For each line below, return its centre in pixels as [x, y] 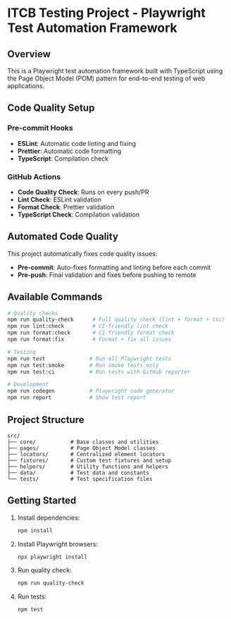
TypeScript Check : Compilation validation [79, 214]
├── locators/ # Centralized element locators [86, 454]
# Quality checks [33, 313]
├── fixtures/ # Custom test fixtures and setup [89, 460]
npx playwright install [52, 557]
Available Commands [55, 297]
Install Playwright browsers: [58, 544]
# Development [28, 385]
